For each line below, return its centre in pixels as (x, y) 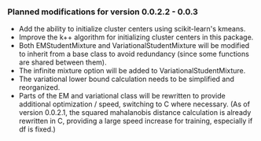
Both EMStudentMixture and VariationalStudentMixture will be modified (134, 46)
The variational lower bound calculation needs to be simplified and (127, 79)
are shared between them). (62, 62)
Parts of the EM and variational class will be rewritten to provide (122, 96)
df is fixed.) (37, 129)
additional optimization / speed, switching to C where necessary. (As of (134, 104)
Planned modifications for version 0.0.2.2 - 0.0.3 (103, 12)
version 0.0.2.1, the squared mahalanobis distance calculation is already (135, 113)
